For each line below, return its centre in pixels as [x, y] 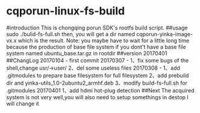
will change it [23, 103]
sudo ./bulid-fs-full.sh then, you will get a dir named [71, 34]
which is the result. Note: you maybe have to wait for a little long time [104, 40]
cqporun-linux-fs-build [66, 11]
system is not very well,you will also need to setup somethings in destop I [97, 97]
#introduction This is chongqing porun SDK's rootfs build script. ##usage [97, 28]
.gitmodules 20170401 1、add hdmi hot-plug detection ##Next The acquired [100, 90]
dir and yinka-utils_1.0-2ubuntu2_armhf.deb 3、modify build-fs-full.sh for [97, 83]
